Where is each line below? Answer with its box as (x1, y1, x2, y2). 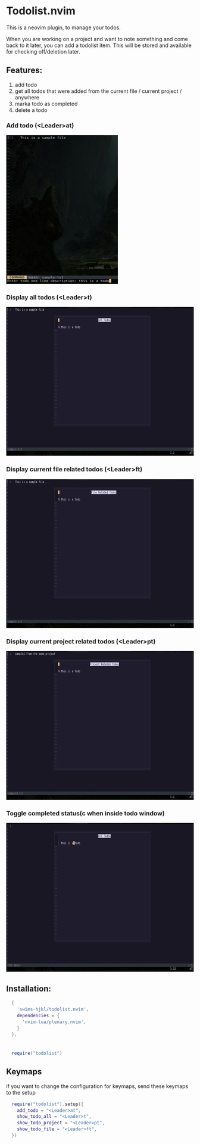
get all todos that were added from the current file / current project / (14, 87, 182, 95)
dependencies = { (17, 1012, 60, 1018)
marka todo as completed (14, 100, 78, 107)
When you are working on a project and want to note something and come (6, 35, 189, 42)
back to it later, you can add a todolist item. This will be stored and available (6, 42, 192, 49)
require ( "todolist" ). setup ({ (11, 1101, 84, 1107)
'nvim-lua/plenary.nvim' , (21, 1019, 86, 1025)
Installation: (6, 983, 52, 993)
